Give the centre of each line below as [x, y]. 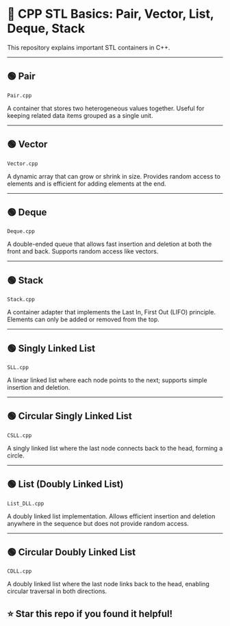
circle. [16, 455]
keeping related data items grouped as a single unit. [80, 115]
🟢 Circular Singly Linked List [69, 416]
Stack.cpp [21, 300]
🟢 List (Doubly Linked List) [65, 485]
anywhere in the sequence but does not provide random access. [98, 523]
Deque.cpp [21, 231]
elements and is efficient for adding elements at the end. [87, 184]
